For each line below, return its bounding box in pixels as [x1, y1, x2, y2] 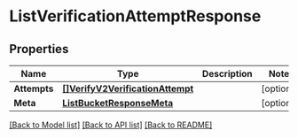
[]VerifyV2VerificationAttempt [61, 82, 194, 95]
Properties [9, 42, 69, 57]
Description [202, 68, 253, 80]
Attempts [13, 82, 54, 95]
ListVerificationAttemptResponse [9, 6, 262, 27]
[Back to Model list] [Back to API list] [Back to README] [9, 119, 213, 130]
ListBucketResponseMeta [61, 97, 174, 109]
